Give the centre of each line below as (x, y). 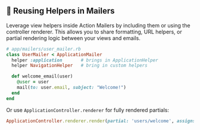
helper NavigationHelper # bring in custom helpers (79, 66)
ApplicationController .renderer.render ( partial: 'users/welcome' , (90, 121)
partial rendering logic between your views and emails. (74, 38)
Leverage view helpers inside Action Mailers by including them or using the (98, 25)
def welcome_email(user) (42, 76)
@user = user (33, 82)
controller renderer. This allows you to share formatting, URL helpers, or (94, 32)
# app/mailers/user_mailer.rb (44, 49)
